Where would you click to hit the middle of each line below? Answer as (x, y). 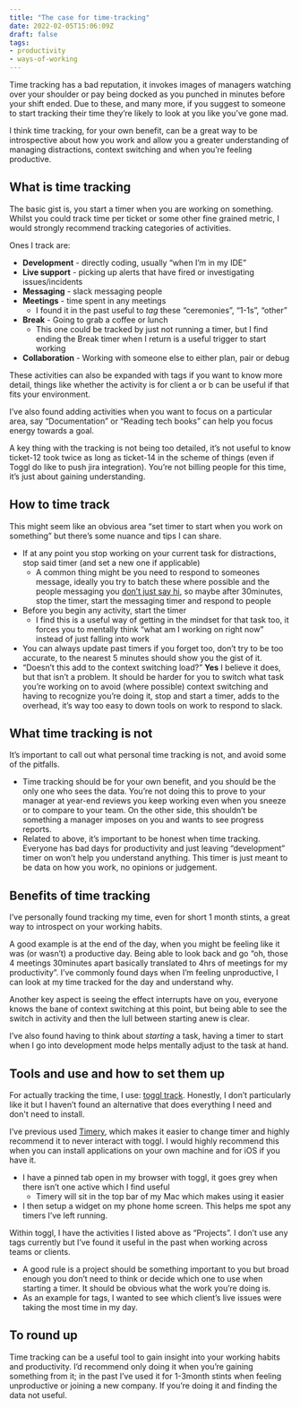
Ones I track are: (40, 245)
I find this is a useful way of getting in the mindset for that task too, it (162, 620)
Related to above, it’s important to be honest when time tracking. (141, 839)
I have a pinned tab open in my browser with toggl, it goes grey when (150, 1178)
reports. (37, 829)
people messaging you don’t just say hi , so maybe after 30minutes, (159, 591)
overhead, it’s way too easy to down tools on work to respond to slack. (153, 705)
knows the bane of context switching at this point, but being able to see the (148, 1009)
